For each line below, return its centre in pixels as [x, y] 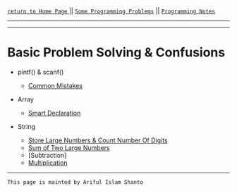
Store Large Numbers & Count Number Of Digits [98, 140]
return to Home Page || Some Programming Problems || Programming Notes [111, 11]
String [26, 126]
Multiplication [48, 163]
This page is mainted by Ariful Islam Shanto [75, 182]
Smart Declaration [54, 113]
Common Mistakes [55, 85]
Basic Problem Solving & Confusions [116, 52]
